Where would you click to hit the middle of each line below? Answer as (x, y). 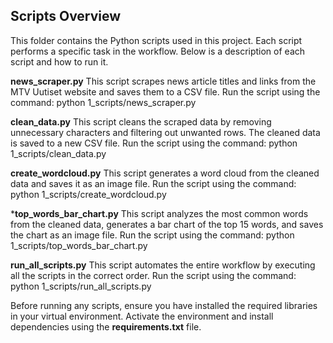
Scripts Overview (66, 16)
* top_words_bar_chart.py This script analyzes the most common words (159, 213)
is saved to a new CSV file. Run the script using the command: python (154, 143)
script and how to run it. (59, 61)
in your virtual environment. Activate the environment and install (142, 316)
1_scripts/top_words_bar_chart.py (79, 245)
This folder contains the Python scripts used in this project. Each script (156, 40)
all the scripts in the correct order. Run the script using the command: (153, 275)
